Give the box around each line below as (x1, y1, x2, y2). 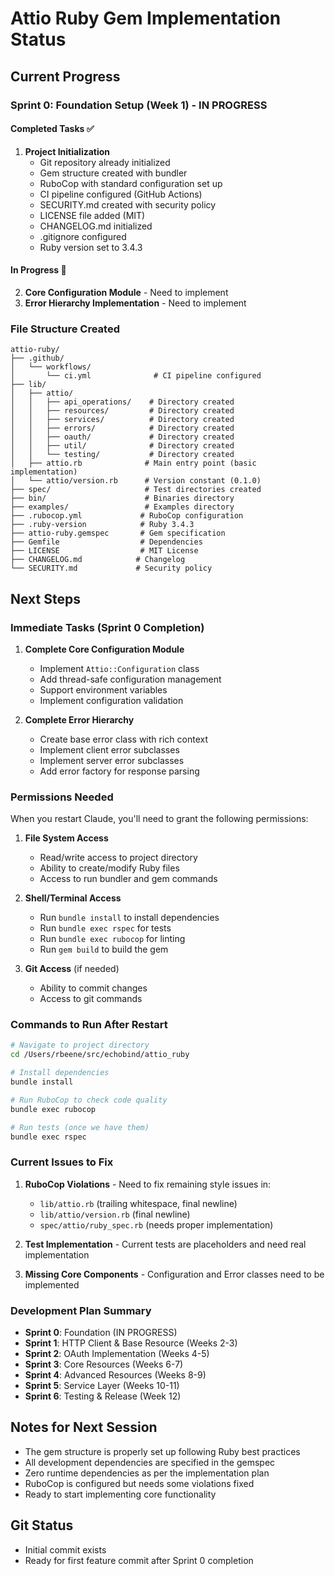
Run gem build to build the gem (39, 943, 169, 956)
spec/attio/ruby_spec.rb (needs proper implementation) (39, 1218, 274, 1231)
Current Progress (10, 68, 121, 85)
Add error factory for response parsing (39, 765, 200, 777)
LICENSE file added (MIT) (39, 209, 146, 221)
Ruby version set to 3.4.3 (39, 241, 143, 253)
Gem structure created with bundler (39, 167, 188, 179)
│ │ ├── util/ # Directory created (10, 441, 235, 451)
